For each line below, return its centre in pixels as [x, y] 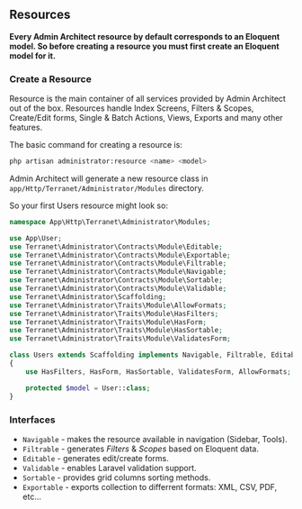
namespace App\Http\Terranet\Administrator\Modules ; [110, 222]
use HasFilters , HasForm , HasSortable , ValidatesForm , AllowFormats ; [159, 372]
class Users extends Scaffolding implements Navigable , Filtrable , [138, 355]
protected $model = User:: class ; [88, 388]
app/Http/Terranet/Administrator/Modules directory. [107, 187]
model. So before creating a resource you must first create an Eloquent [145, 46]
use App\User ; [36, 238]
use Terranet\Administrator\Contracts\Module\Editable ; [116, 247]
